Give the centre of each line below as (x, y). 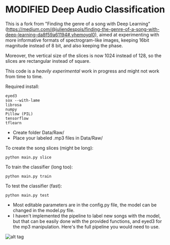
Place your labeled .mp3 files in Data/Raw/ (58, 138)
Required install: (22, 86)
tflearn (14, 123)
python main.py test (27, 195)
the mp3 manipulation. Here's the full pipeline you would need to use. (86, 226)
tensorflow (17, 118)
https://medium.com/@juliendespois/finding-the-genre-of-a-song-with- (83, 29)
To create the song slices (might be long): (49, 148)
